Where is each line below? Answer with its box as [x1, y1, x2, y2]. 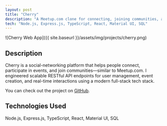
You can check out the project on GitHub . [5, 88, 90, 94]
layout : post [5, 7, 32, 12]
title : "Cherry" [5, 12, 39, 17]
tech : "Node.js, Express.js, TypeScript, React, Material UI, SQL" [5, 21, 148, 26]
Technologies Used [5, 102, 66, 111]
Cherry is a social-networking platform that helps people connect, [5, 63, 140, 68]
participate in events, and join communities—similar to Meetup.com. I [5, 67, 147, 73]
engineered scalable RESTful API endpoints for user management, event [5, 73, 153, 79]
